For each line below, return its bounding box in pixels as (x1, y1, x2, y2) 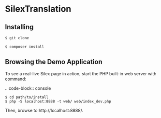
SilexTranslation (5, 3, 72, 15)
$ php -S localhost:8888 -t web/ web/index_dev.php (5, 99, 111, 104)
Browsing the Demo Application (5, 58, 102, 66)
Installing (5, 23, 34, 31)
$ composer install (5, 44, 44, 49)
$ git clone (5, 35, 29, 40)
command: (5, 76, 27, 82)
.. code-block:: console (5, 85, 51, 91)
